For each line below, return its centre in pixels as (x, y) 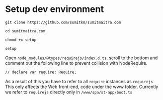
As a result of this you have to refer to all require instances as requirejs (79, 81)
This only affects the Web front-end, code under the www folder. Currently (82, 87)
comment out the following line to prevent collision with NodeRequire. (76, 63)
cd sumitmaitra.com (25, 31)
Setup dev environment (55, 9)
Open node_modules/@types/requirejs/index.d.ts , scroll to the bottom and (81, 58)
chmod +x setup (21, 40)
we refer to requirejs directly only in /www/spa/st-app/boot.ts (69, 92)
